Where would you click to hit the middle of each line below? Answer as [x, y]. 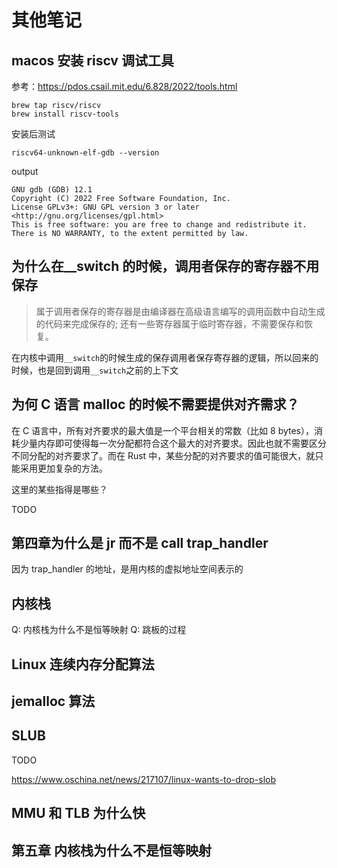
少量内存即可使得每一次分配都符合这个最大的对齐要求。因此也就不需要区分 [173, 443]
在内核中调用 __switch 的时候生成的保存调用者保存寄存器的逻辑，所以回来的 [165, 357]
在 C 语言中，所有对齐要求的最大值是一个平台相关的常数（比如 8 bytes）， [163, 430]
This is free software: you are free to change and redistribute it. [159, 225]
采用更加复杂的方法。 [63, 468]
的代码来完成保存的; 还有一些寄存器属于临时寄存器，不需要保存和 [169, 323]
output [25, 171]
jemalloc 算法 [53, 701]
